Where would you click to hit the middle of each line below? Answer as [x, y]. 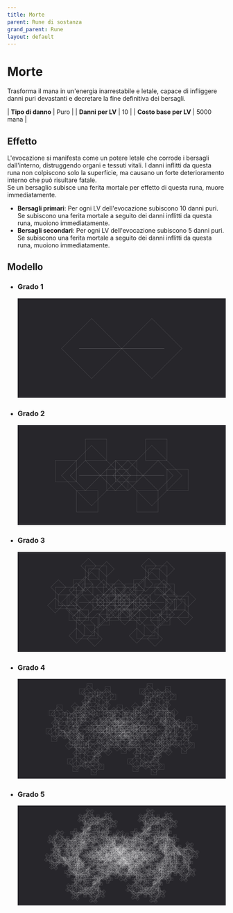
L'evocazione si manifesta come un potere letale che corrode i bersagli [108, 158]
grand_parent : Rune [35, 29]
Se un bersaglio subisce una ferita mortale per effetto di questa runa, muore [115, 187]
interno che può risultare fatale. [52, 180]
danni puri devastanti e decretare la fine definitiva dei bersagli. [96, 99]
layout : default [31, 37]
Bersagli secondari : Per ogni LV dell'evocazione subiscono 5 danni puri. [120, 230]
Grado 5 [31, 794]
